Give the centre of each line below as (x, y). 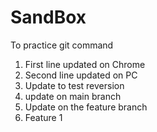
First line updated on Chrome (85, 64)
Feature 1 (43, 117)
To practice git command (62, 45)
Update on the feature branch (86, 107)
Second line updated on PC (81, 75)
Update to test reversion (74, 85)
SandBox (48, 17)
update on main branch (73, 96)
